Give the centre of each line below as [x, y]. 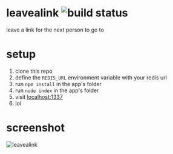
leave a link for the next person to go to [55, 30]
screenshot [36, 128]
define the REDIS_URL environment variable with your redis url [91, 77]
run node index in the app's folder [57, 90]
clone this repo [34, 71]
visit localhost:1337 [39, 96]
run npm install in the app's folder [58, 84]
